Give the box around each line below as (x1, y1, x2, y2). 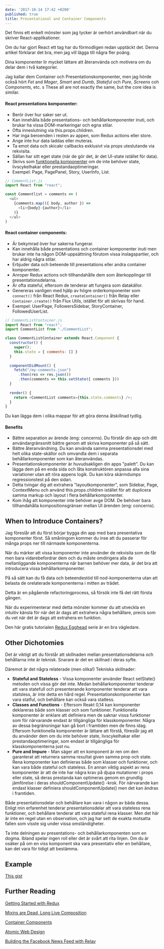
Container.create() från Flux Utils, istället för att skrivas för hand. (12, 298, 145, 304)
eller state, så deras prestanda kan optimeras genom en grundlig (12, 775, 143, 781)
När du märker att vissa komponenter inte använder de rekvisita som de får (5, 550, 157, 556)
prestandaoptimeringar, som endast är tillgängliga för (12, 738, 119, 744)
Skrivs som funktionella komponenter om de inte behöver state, (12, 158, 141, 164)
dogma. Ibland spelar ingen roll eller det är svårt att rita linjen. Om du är (5, 835, 149, 841)
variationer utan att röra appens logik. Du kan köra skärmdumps (12, 472, 141, 477)
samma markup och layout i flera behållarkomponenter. (12, 492, 124, 498)
